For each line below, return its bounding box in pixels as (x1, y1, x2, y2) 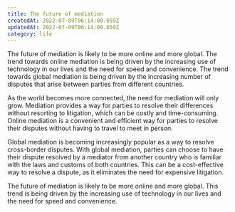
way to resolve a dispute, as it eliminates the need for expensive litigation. (7, 168, 224, 176)
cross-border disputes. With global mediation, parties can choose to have (7, 145, 224, 154)
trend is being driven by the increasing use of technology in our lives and (7, 189, 222, 198)
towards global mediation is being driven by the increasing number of (7, 73, 211, 81)
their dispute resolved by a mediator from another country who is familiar (7, 153, 222, 161)
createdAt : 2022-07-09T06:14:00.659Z (7, 17, 120, 24)
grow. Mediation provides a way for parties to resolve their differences (7, 101, 214, 110)
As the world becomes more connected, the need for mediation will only (7, 94, 219, 102)
